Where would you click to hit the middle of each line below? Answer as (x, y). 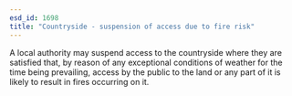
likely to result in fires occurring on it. (79, 81)
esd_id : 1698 (34, 18)
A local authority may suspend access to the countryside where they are (146, 52)
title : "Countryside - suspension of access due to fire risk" (132, 27)
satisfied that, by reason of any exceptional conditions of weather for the (146, 62)
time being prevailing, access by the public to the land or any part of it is (145, 72)
